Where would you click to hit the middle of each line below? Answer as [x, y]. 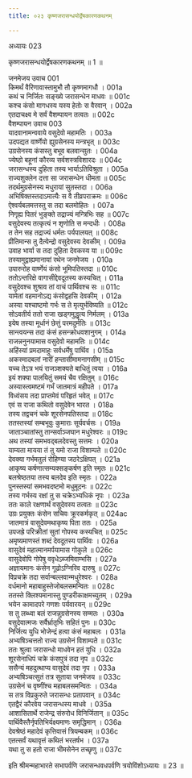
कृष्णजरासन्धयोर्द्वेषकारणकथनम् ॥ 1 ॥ [55, 62]
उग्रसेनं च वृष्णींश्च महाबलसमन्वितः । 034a [63, 685]
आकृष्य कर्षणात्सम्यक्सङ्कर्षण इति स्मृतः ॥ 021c [69, 468]
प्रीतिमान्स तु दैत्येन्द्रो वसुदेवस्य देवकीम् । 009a [67, 241]
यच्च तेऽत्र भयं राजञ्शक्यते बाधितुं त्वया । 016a [68, 368]
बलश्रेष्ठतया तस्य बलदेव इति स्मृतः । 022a [63, 477]
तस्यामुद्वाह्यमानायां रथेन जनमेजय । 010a [61, 260]
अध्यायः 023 [25, 46]
